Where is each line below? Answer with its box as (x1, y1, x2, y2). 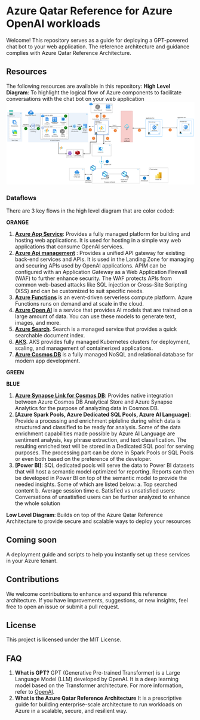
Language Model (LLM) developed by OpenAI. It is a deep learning (14, 676, 179, 683)
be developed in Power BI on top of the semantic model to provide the (14, 475, 187, 482)
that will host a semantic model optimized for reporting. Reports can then (14, 468, 195, 475)
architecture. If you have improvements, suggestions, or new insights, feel (6, 596, 188, 604)
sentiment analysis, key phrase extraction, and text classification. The (14, 436, 187, 444)
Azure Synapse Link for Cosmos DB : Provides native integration (14, 392, 174, 399)
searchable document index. (14, 332, 85, 339)
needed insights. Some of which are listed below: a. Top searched (14, 481, 177, 488)
